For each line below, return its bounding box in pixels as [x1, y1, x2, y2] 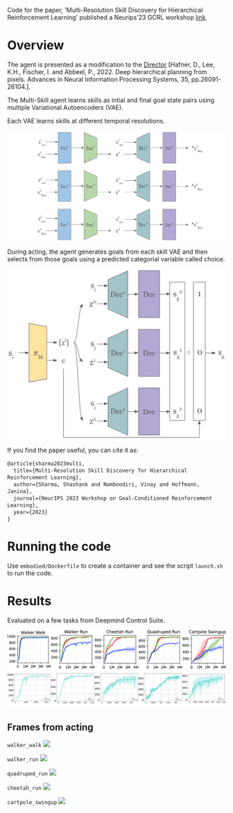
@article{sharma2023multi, [7, 460, 85, 467]
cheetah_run [7, 785, 42, 792]
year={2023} [13, 509, 49, 516]
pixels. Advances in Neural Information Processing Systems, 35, [7, 75, 190, 83]
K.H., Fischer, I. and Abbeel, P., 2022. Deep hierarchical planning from [7, 67, 207, 76]
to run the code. [7, 568, 53, 577]
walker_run [7, 755, 39, 763]
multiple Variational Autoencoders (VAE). [7, 103, 123, 112]
